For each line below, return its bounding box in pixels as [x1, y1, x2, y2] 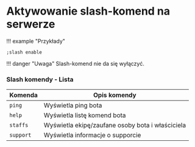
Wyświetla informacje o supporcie [43, 131, 141, 140]
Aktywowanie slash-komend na [6, 4, 171, 18]
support [9, 132, 32, 138]
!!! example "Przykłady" [6, 37, 66, 45]
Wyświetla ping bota [43, 101, 102, 110]
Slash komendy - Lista [6, 75, 74, 84]
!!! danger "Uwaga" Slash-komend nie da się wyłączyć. [6, 60, 144, 67]
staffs [9, 122, 29, 129]
